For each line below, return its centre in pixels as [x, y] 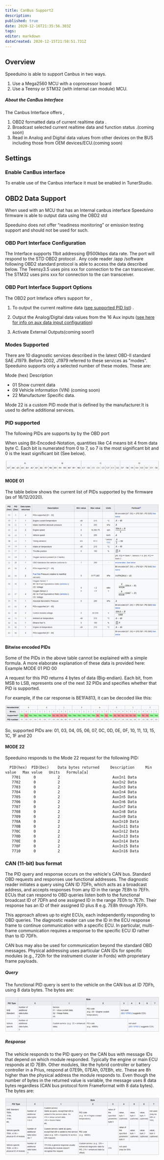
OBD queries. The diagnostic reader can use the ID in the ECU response [78, 920]
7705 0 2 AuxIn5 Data [74, 797]
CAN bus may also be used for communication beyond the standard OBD [79, 946]
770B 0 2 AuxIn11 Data [75, 826]
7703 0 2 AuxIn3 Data [74, 787]
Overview [20, 62]
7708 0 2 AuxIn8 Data [74, 812]
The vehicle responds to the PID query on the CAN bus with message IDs [79, 1054]
